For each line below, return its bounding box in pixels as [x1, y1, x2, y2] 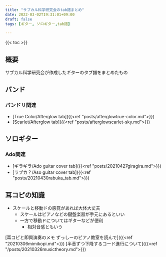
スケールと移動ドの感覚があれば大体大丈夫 [12, 205, 100, 211]
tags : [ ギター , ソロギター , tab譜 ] [5, 21, 70, 27]
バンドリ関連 [5, 102, 36, 109]
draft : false [5, 17, 32, 22]
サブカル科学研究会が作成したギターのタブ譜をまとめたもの [5, 70, 128, 76]
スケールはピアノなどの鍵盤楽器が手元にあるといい [19, 211, 125, 217]
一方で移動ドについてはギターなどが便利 [19, 217, 103, 223]
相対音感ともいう [27, 224, 63, 230]
